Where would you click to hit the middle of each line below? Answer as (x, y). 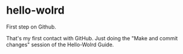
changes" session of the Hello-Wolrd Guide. (60, 45)
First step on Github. (31, 27)
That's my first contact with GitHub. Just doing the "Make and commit (92, 38)
